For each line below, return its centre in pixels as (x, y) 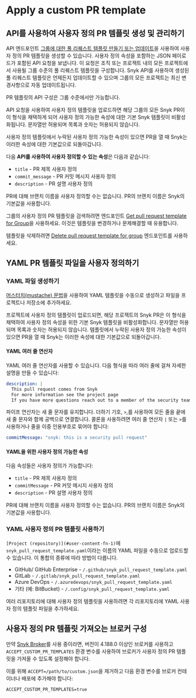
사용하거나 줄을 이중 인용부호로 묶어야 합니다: (57, 427)
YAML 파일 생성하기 (33, 281)
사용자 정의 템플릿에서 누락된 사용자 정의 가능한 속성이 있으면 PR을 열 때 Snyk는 (97, 137)
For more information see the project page (65, 395)
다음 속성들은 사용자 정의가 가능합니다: (50, 466)
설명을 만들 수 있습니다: (33, 373)
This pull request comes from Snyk (55, 389)
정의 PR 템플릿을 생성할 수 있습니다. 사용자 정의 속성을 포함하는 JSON (91, 56)
